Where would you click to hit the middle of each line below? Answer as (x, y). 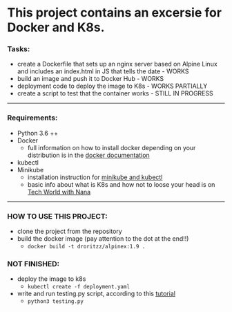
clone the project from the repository (69, 231)
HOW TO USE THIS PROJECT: (58, 216)
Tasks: (19, 49)
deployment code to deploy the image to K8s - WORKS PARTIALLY (112, 86)
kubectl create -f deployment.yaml (78, 287)
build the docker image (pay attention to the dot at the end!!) (103, 239)
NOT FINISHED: (33, 264)
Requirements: (32, 118)
